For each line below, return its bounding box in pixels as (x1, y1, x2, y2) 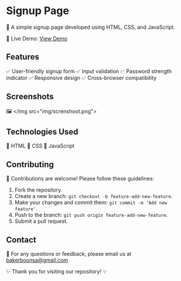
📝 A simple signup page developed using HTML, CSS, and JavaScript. (6, 24, 175, 31)
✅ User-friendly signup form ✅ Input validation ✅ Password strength (6, 68, 172, 75)
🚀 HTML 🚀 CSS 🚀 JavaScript (6, 142, 75, 149)
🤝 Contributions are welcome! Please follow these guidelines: (6, 175, 155, 182)
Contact (6, 235, 36, 245)
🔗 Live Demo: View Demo (6, 35, 68, 42)
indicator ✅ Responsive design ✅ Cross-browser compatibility (6, 74, 157, 81)
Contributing (6, 159, 54, 169)
